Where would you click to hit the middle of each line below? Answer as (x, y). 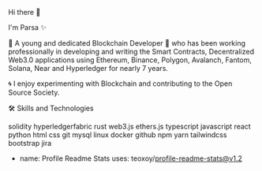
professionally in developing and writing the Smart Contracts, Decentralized (131, 52)
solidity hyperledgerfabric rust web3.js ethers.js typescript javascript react (129, 126)
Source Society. (34, 92)
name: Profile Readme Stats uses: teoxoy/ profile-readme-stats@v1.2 (131, 158)
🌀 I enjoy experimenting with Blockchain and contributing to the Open (120, 84)
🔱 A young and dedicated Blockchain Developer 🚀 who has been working (127, 43)
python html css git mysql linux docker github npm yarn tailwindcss (118, 135)
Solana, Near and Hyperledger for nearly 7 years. (88, 68)
